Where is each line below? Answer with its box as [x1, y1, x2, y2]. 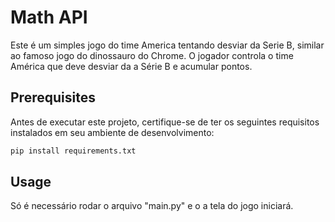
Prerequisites [10, 89, 96, 106]
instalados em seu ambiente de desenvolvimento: [10, 126, 215, 138]
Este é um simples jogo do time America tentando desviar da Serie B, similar [10, 39, 325, 51]
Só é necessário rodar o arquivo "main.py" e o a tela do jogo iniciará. [10, 200, 294, 212]
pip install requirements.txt [10, 146, 137, 156]
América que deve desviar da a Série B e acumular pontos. [10, 60, 253, 72]
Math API [10, 6, 88, 29]
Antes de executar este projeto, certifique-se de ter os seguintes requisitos [10, 116, 320, 128]
